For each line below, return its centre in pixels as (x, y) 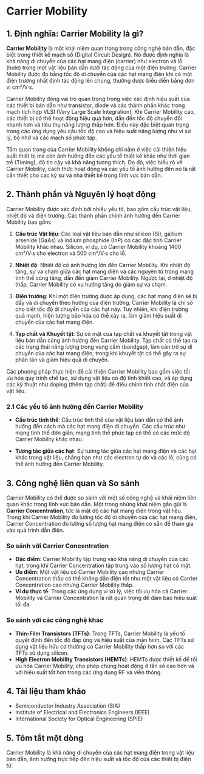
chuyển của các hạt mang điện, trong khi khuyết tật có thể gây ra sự (100, 353)
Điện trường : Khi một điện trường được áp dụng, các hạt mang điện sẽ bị (106, 296)
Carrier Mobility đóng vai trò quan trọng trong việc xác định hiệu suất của (98, 99)
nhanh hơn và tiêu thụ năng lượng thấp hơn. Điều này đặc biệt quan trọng (98, 125)
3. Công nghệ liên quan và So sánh (73, 483)
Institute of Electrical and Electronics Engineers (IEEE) (82, 713)
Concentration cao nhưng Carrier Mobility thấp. (74, 585)
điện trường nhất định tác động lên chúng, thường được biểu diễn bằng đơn (100, 81)
